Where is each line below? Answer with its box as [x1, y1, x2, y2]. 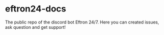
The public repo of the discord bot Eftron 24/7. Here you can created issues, [5, 19, 160, 25]
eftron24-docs [5, 3, 66, 14]
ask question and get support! [5, 24, 66, 30]
